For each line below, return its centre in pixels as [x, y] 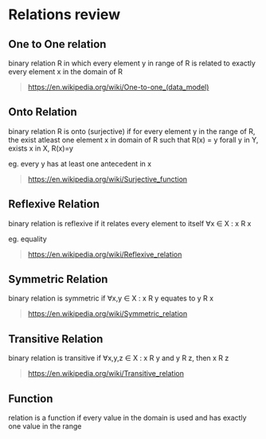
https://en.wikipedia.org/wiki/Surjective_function [108, 179]
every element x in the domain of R [66, 72]
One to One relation [57, 44]
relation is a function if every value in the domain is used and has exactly [127, 418]
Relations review [65, 15]
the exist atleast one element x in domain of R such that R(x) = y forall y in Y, [133, 139]
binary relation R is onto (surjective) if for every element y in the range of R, [132, 131]
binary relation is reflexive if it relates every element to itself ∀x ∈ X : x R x [130, 223]
